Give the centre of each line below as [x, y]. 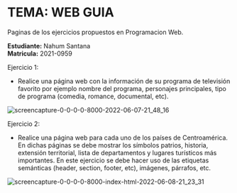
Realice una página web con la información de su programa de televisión [124, 81]
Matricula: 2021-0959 [40, 53]
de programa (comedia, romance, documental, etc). [93, 96]
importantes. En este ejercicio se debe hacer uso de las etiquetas [113, 160]
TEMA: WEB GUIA [61, 12]
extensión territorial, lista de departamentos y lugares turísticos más [117, 152]
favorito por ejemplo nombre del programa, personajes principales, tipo [122, 88]
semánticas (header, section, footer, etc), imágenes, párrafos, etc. [114, 167]
